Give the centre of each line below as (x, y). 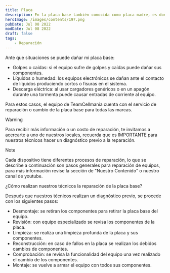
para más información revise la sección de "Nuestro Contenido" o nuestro (82, 170)
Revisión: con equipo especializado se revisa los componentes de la (84, 222)
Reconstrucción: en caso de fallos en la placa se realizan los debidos (84, 243)
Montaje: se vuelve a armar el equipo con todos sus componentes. (82, 265)
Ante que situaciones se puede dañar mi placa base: (60, 57)
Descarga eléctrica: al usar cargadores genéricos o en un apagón (81, 89)
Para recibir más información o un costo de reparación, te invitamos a (78, 129)
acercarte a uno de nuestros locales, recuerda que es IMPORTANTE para (81, 135)
